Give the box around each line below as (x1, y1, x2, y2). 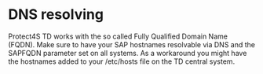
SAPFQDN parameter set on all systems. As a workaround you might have (8, 48, 247, 57)
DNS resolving (8, 6, 104, 24)
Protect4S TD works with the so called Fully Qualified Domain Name (8, 31, 228, 41)
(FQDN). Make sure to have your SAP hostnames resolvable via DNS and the (8, 39, 255, 49)
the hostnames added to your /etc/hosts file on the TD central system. (8, 57, 236, 66)
